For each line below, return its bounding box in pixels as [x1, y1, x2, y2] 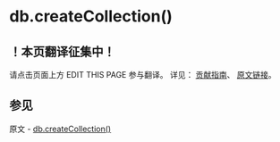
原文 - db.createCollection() [9, 123, 112, 134]
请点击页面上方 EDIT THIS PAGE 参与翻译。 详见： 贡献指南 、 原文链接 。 [9, 70, 277, 79]
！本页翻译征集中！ [9, 44, 115, 59]
